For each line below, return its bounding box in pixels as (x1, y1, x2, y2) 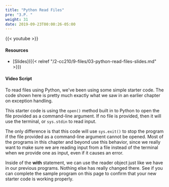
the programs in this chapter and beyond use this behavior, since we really (5, 139, 161, 145)
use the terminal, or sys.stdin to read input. (5, 118, 97, 124)
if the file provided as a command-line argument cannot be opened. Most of (5, 133, 163, 140)
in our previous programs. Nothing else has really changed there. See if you (5, 165, 163, 171)
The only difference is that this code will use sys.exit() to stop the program (5, 128, 164, 134)
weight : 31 (5, 17, 28, 22)
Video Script (5, 76, 32, 82)
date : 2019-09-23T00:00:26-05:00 (5, 21, 76, 27)
